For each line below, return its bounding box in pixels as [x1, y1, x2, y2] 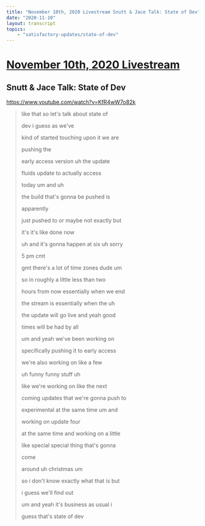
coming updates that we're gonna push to [21, 395, 127, 402]
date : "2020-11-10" [6, 15, 56, 21]
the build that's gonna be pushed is [21, 193, 110, 200]
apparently [21, 205, 49, 213]
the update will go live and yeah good [21, 312, 116, 319]
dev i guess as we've [21, 122, 74, 130]
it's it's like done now [21, 228, 75, 236]
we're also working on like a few [21, 359, 103, 367]
